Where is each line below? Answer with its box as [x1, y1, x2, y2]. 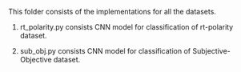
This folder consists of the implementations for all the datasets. [8, 7, 216, 16]
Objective [19, 55, 52, 64]
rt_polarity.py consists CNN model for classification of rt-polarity [19, 22, 234, 31]
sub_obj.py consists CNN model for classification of [19, 46, 191, 55]
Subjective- [191, 46, 231, 55]
